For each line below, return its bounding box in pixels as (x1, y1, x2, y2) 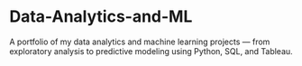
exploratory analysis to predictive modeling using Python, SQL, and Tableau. (9, 45, 293, 56)
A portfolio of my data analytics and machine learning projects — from (9, 36, 270, 47)
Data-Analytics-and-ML (9, 6, 193, 27)
